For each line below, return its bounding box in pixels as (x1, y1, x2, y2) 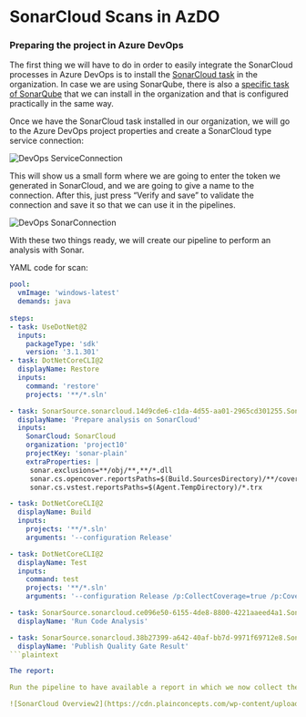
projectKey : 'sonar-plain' (25, 449, 128, 458)
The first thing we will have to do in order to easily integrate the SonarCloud (9, 59, 293, 70)
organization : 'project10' (25, 440, 128, 450)
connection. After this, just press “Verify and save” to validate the (9, 189, 255, 201)
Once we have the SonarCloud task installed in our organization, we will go (9, 116, 291, 127)
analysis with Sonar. (9, 244, 85, 256)
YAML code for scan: (9, 262, 88, 273)
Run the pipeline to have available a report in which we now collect (9, 683, 283, 692)
